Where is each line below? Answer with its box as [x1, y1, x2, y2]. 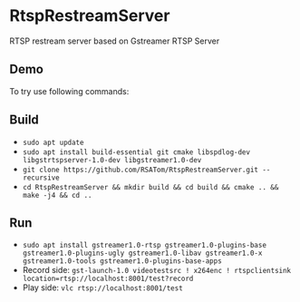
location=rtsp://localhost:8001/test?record [22, 274, 194, 284]
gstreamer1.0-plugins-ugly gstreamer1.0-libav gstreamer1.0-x [22, 248, 263, 258]
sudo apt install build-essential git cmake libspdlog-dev [22, 147, 251, 157]
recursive [22, 173, 61, 182]
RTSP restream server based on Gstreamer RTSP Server [9, 35, 220, 46]
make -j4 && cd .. [22, 190, 92, 200]
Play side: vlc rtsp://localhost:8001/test [22, 282, 183, 293]
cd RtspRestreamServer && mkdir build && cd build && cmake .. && [22, 182, 279, 191]
